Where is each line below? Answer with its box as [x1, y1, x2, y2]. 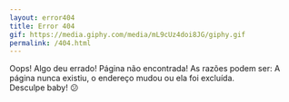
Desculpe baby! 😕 [9, 82, 79, 93]
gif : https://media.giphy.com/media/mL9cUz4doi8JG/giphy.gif [9, 30, 246, 39]
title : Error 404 [9, 22, 75, 31]
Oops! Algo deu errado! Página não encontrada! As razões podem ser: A [9, 63, 281, 74]
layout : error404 [9, 13, 75, 23]
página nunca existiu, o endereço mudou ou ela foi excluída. [9, 73, 234, 84]
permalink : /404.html [9, 38, 92, 48]
